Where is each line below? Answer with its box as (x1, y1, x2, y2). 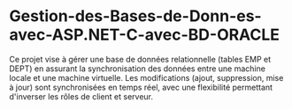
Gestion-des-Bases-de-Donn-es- (9, 6, 263, 26)
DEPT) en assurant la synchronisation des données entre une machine (9, 63, 265, 74)
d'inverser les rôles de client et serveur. (9, 91, 153, 102)
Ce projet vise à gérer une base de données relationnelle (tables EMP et (9, 54, 272, 64)
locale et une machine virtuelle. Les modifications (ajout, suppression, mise (9, 72, 284, 83)
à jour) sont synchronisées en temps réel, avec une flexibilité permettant (9, 82, 273, 92)
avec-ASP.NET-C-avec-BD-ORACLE (9, 25, 280, 45)
